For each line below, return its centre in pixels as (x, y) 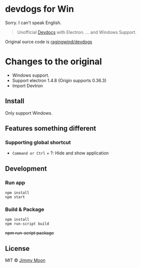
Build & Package (25, 209)
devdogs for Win (40, 9)
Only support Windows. (29, 113)
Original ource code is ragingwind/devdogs (49, 42)
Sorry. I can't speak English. (33, 23)
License (17, 249)
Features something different (51, 129)
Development (26, 168)
